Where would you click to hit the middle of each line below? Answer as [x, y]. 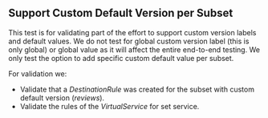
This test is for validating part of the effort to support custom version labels [132, 32]
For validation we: [38, 73]
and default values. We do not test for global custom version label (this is [129, 41]
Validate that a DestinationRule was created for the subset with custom [137, 89]
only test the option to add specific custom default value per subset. [121, 58]
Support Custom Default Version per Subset [121, 13]
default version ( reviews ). [62, 98]
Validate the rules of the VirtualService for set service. [110, 106]
